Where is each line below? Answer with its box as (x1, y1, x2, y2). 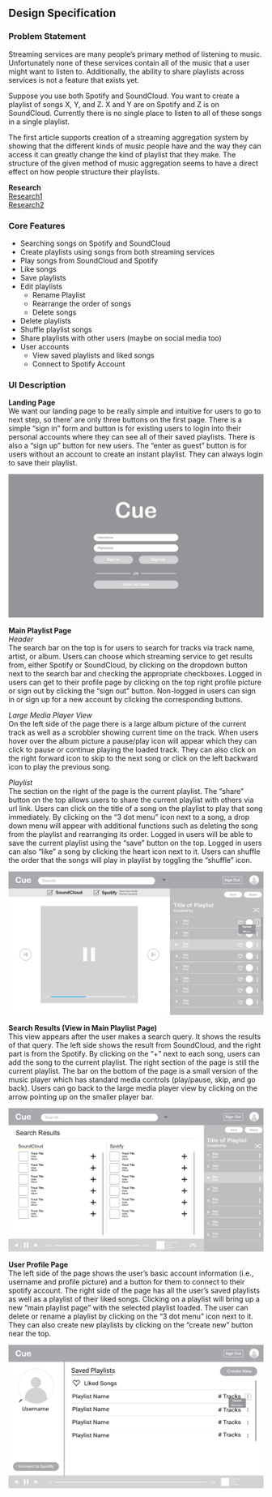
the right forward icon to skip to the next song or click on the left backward (8, 753, 258, 763)
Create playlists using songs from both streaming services (19, 247, 215, 256)
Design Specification (8, 6, 117, 20)
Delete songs (32, 307, 77, 317)
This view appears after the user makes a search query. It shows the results (8, 1032, 261, 1041)
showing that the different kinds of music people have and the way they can (8, 141, 261, 151)
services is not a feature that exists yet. (8, 75, 140, 84)
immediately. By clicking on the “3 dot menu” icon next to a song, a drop (8, 813, 249, 822)
